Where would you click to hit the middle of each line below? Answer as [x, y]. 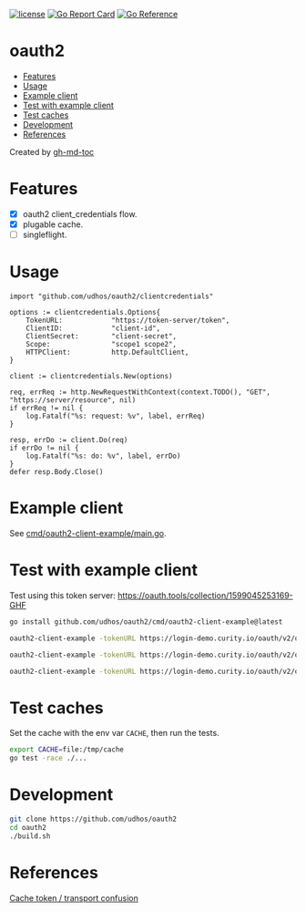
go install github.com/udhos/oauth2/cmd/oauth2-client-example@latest [146, 622]
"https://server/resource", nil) [73, 400]
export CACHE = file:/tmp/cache [67, 750]
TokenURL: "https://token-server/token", [128, 320]
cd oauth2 [28, 827]
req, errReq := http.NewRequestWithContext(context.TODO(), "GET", [140, 392]
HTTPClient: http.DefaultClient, [107, 352]
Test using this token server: [63, 595]
